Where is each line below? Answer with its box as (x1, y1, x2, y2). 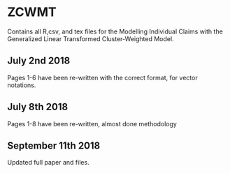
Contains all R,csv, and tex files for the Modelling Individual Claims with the (7, 27, 224, 36)
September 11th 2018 (7, 140, 101, 151)
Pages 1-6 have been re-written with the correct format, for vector (7, 73, 198, 82)
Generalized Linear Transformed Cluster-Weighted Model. (7, 34, 174, 43)
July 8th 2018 (7, 101, 69, 113)
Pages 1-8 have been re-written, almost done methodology (7, 119, 177, 128)
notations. (7, 81, 36, 89)
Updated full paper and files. (7, 158, 89, 167)
